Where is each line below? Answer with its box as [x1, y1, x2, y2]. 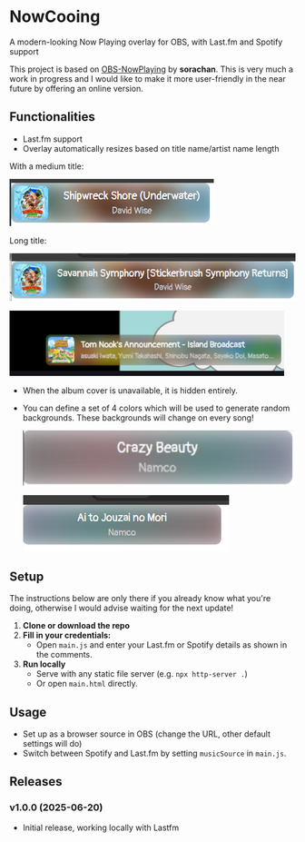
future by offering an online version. [9, 83, 143, 94]
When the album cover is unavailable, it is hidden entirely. [22, 385, 239, 396]
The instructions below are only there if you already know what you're [9, 593, 271, 604]
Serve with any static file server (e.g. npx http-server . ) [35, 669, 248, 679]
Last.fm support [22, 134, 84, 144]
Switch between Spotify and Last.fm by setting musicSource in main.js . [22, 748, 287, 759]
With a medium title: [9, 161, 84, 172]
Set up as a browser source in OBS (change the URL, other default [22, 728, 271, 739]
